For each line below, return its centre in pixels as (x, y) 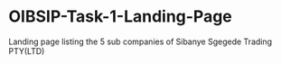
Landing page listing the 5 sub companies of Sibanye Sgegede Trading (140, 41)
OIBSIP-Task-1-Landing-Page (120, 17)
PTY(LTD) (27, 50)
